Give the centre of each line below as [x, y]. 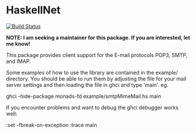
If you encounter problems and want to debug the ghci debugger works [92, 107]
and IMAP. [18, 61]
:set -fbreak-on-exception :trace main [52, 125]
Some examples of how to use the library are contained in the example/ [92, 72]
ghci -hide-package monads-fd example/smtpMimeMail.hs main [84, 96]
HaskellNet [33, 10]
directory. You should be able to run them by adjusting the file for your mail [96, 79]
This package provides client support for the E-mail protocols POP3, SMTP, [97, 55]
